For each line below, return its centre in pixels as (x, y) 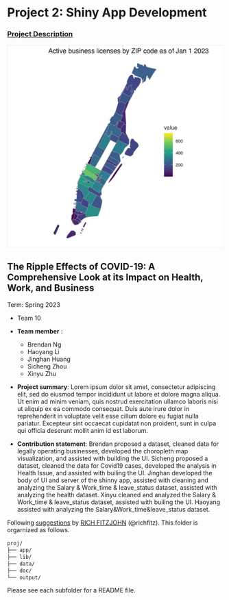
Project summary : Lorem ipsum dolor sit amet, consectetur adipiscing (116, 387)
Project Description (40, 34)
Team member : (40, 331)
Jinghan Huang (49, 359)
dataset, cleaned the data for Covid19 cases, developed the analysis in (117, 465)
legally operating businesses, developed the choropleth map (103, 451)
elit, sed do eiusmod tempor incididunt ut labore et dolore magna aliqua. (119, 394)
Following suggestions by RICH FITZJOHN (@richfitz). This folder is (103, 523)
